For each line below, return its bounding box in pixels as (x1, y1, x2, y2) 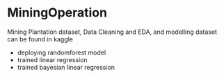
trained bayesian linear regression (17, 63, 115, 71)
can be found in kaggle (7, 35, 73, 43)
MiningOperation (7, 5, 108, 21)
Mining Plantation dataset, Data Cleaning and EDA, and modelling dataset (7, 28, 218, 36)
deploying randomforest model (17, 48, 106, 57)
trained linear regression (17, 55, 88, 64)
